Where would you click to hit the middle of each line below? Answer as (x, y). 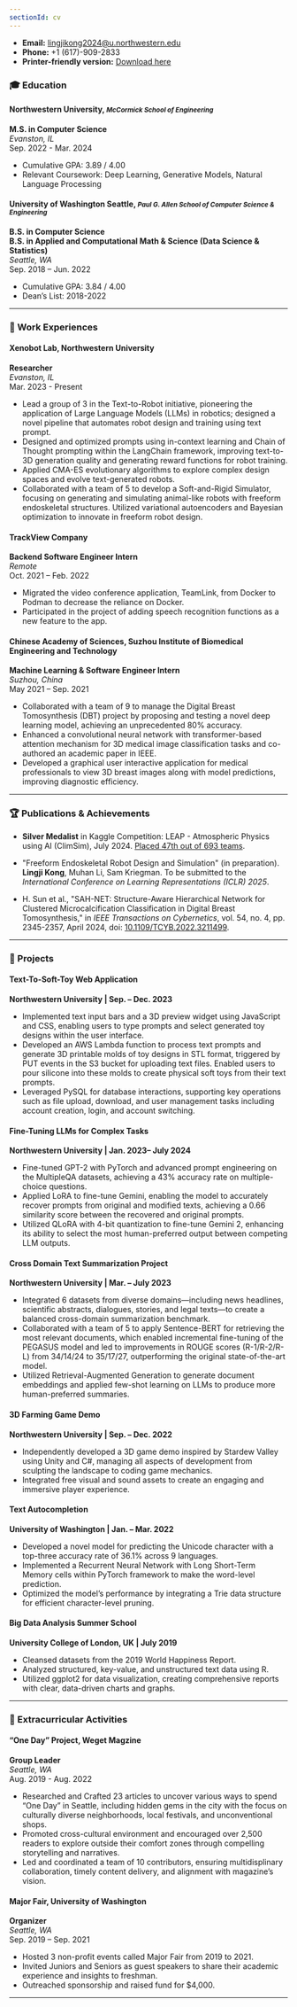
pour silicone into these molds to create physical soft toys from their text (154, 1072)
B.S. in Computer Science (57, 231)
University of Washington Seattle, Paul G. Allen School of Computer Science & (142, 204)
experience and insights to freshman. (90, 1976)
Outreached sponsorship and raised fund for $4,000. (118, 1985)
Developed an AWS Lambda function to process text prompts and (141, 1044)
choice (34, 1186)
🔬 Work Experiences (54, 327)
